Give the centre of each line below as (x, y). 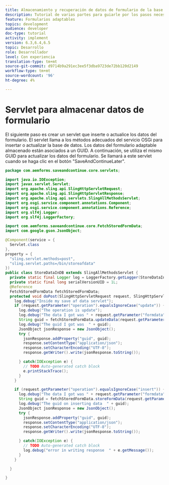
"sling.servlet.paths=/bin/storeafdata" (53, 263)
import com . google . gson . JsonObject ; (44, 231)
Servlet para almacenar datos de (75, 110)
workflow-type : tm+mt (28, 71)
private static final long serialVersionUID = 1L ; (64, 282)
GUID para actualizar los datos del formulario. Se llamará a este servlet (78, 156)
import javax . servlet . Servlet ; (38, 184)
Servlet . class (24, 245)
